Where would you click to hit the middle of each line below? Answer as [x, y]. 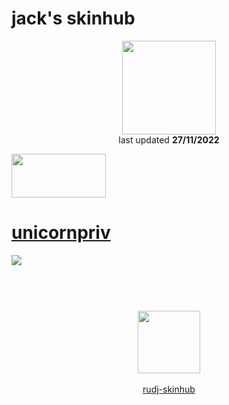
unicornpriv [61, 233]
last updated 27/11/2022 [169, 139]
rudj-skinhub [169, 389]
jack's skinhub [73, 18]
